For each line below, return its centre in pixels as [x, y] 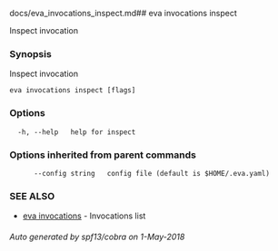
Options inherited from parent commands [103, 155]
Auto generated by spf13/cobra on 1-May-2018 [97, 237]
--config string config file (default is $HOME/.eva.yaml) [152, 173]
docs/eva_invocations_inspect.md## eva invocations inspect [124, 13]
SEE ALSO [32, 196]
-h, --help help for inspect [77, 132]
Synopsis [30, 53]
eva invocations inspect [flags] [73, 91]
